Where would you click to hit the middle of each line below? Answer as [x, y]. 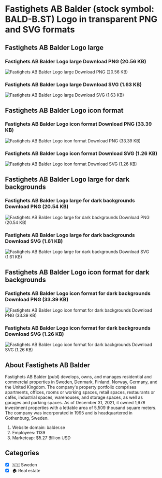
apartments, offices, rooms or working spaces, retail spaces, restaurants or [80, 392]
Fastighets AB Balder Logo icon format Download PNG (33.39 [79, 124]
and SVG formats [40, 30]
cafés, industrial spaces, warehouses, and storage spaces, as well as [74, 397]
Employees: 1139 [29, 432]
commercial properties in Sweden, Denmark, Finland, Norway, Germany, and [81, 382]
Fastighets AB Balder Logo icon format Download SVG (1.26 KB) [81, 153]
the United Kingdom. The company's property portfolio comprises [71, 387]
